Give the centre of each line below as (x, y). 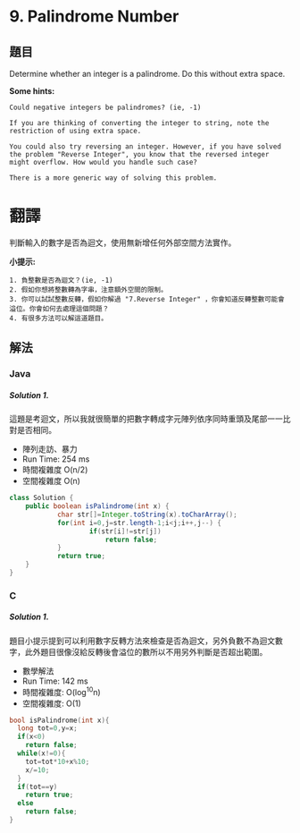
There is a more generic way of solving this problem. (113, 178)
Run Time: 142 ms (55, 681)
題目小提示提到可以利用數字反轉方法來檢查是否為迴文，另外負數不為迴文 (142, 641)
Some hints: (32, 91)
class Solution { (42, 498)
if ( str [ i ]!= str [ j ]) (125, 531)
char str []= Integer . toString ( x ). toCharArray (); (147, 514)
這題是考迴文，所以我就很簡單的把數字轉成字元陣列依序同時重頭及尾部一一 (146, 419)
